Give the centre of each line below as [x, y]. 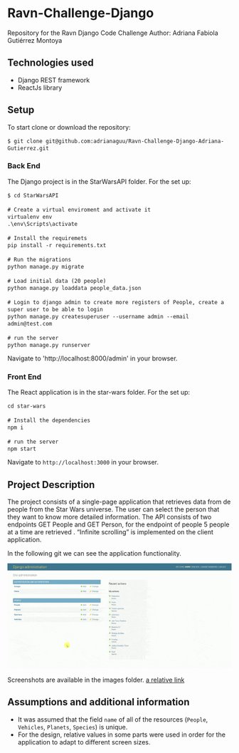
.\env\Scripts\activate [43, 224]
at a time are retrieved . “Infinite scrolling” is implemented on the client [110, 531]
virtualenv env [30, 217]
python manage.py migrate [46, 266]
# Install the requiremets [47, 238]
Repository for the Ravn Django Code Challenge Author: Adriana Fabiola [113, 33]
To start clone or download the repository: [69, 127]
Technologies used [51, 63]
